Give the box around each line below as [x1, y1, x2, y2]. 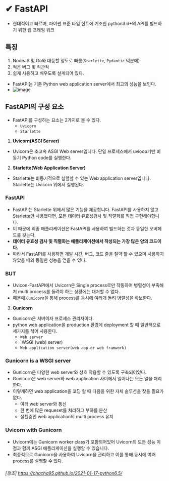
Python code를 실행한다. [22, 154, 72, 161]
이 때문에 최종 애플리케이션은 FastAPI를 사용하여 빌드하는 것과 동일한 [12, 225, 149, 231]
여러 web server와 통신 [20, 401, 67, 407]
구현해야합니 [135, 213, 160, 219]
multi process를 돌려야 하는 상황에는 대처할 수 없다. [18, 289, 120, 295]
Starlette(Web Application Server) [12, 165, 86, 171]
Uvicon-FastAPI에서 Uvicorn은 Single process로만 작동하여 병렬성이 [12, 282, 150, 289]
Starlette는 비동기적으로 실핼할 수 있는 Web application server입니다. [12, 175, 151, 181]
